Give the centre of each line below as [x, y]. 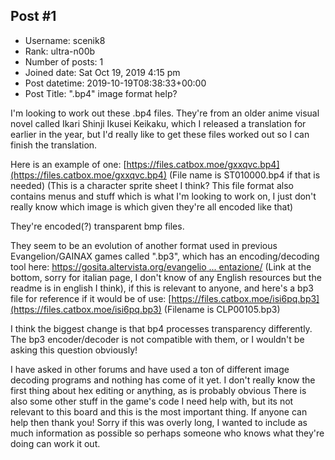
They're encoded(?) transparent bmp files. [97, 226]
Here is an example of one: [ [68, 164]
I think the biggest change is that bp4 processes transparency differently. [161, 328]
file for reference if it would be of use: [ [91, 298]
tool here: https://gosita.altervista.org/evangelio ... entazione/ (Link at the [161, 266]
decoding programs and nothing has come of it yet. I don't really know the [163, 380]
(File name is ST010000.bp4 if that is [244, 175]
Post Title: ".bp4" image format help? [101, 93]
